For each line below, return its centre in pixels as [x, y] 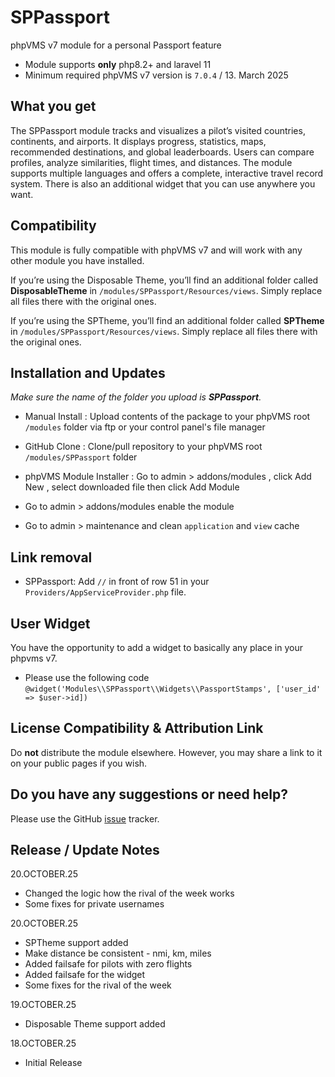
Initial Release [53, 1063]
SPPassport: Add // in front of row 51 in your [117, 582]
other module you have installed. [77, 260]
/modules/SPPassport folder [81, 457]
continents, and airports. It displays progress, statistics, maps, [138, 141]
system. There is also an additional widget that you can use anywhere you [163, 183]
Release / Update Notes [85, 850]
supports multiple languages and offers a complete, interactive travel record [167, 173]
